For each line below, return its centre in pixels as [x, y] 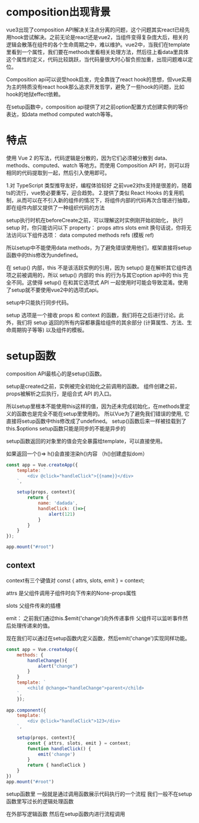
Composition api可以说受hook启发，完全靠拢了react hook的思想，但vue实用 [99, 79]
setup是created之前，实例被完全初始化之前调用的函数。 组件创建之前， [93, 386]
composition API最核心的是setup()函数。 [56, 374]
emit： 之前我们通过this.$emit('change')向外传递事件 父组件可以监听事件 [94, 618]
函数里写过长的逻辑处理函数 [40, 801]
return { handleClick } [57, 765]
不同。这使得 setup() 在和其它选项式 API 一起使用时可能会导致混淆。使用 [99, 282]
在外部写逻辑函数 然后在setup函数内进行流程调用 [66, 814]
